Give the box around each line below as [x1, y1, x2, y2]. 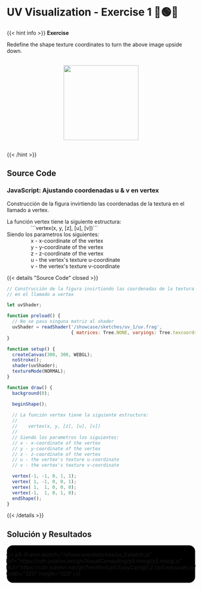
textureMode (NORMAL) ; [12, 368, 66, 374]
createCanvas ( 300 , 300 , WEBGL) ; [12, 352, 93, 358]
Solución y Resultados [7, 529, 92, 539]
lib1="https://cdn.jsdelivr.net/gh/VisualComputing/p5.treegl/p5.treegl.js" [5, 557, 183, 564]
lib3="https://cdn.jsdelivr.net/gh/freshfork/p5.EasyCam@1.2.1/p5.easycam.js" [5, 564, 197, 571]
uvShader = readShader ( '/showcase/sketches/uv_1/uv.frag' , [12, 324, 163, 330]
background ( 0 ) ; [12, 390, 50, 396]
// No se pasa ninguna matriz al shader [12, 319, 114, 325]
